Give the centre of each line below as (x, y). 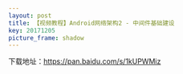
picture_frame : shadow (46, 38)
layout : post (30, 16)
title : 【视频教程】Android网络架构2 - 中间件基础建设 (91, 23)
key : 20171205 (32, 30)
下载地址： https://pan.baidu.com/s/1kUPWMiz (85, 61)
